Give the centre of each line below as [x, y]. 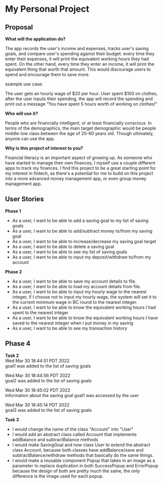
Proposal [19, 27]
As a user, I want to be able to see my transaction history [70, 328]
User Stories [25, 199]
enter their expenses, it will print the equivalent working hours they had [77, 59]
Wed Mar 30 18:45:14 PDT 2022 [37, 405]
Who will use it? [22, 113]
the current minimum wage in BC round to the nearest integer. [75, 302]
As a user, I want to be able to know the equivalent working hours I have [85, 318]
